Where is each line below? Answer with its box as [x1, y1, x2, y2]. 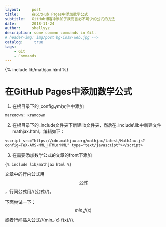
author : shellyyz [5, 26, 50, 31]
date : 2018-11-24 [5, 21, 55, 26]
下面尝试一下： [5, 199, 36, 205]
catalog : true [5, 40, 43, 45]
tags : [5, 44, 16, 49]
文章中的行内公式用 [5, 171, 45, 177]
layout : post [5, 7, 41, 12]
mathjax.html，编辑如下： [12, 128, 65, 134]
